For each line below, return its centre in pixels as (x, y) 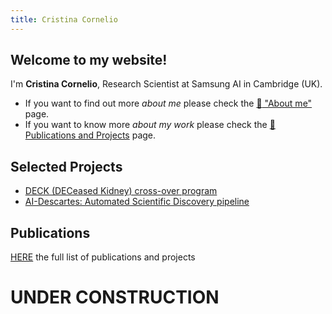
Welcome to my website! (89, 60)
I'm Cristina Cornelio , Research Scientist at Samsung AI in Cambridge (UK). (166, 84)
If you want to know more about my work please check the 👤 (150, 125)
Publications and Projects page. (90, 135)
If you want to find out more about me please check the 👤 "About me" (168, 103)
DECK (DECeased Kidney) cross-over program (121, 191)
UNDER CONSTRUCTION (115, 297)
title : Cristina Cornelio (64, 19)
